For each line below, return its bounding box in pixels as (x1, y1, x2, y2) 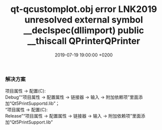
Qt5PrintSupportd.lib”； (11, 100, 60, 106)
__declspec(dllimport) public (23, 25, 145, 36)
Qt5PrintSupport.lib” (11, 119, 53, 125)
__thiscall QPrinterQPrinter (27, 35, 141, 47)
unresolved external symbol (24, 14, 143, 25)
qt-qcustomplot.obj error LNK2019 (10, 3, 157, 15)
